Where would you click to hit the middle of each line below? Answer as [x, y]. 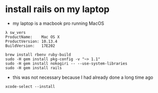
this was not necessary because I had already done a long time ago [83, 77]
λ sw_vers [16, 32]
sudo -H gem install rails [34, 68]
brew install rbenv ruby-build [38, 55]
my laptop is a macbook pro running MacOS [58, 23]
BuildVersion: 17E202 [30, 46]
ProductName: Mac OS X [32, 37]
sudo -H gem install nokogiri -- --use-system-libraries [66, 63]
